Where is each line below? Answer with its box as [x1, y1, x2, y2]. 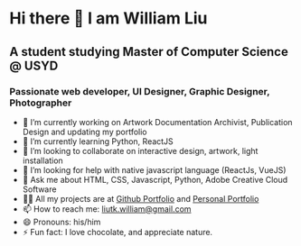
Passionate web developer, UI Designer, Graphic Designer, [9, 85, 270, 97]
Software [22, 184, 57, 195]
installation [22, 155, 63, 166]
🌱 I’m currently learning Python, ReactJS [22, 135, 174, 147]
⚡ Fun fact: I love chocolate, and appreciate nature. [22, 226, 213, 237]
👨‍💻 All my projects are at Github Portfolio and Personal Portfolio [22, 193, 259, 204]
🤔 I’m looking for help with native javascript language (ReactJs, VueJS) [22, 164, 287, 175]
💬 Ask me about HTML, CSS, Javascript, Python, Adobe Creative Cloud [22, 174, 288, 185]
